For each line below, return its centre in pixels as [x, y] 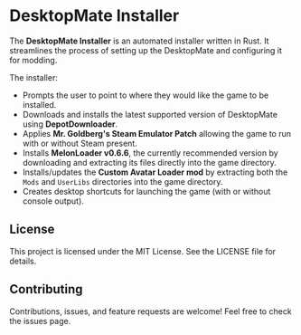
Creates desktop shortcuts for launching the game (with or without [146, 191]
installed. [39, 104]
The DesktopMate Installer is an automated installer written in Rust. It [139, 41]
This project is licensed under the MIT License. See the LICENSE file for [143, 251]
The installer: [34, 77]
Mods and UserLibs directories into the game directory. [122, 181]
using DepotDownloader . [70, 124]
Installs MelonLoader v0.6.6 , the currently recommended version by [150, 153]
